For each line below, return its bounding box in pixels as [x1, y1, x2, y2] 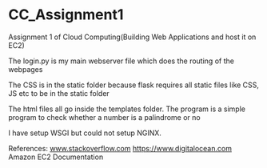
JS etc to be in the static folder [8, 88, 110, 98]
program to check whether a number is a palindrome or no [8, 112, 201, 122]
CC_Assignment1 [8, 6, 124, 24]
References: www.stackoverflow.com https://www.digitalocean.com [8, 143, 232, 153]
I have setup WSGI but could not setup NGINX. [8, 128, 162, 138]
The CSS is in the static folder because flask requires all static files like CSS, [8, 80, 260, 90]
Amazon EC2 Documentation [8, 152, 104, 162]
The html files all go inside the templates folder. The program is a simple [8, 104, 246, 114]
